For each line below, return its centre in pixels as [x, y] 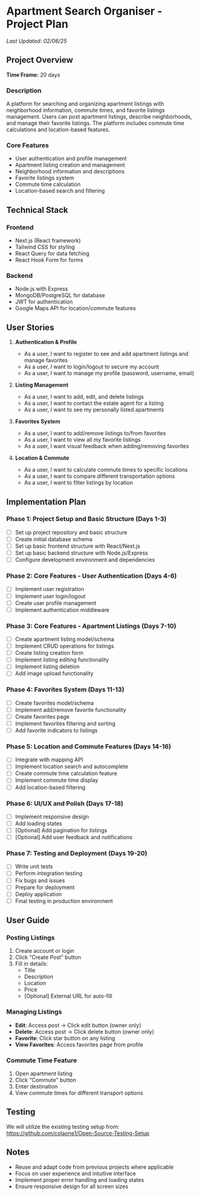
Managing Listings [34, 1012]
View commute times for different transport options [79, 1093]
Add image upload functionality [54, 674]
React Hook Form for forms [49, 260]
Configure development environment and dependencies [85, 560]
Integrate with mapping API [49, 760]
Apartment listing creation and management [70, 165]
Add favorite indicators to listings [56, 730]
